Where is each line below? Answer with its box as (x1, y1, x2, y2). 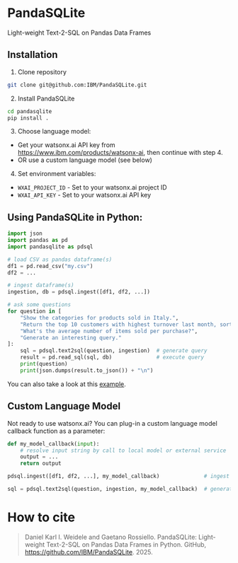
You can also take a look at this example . (7, 380, 126, 388)
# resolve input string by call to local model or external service (20, 447, 227, 454)
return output (20, 460, 62, 468)
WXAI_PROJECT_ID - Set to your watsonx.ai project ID (17, 183, 168, 192)
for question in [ (7, 308, 62, 315)
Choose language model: (17, 127, 91, 136)
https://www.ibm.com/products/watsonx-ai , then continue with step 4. (17, 149, 223, 157)
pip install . (7, 115, 50, 122)
